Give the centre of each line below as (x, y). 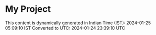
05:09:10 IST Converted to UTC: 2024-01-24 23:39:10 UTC (65, 28)
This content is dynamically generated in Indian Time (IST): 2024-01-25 (78, 23)
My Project (28, 9)
